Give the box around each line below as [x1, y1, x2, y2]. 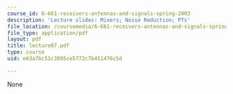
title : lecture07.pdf [7, 42, 70, 49]
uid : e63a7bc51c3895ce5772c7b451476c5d [7, 55, 123, 62]
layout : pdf [7, 36, 42, 43]
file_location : [7, 23, 51, 30]
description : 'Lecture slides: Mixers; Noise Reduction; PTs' [7, 17, 191, 23]
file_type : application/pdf [7, 29, 89, 37]
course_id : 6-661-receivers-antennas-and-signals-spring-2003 [7, 10, 191, 17]
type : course [7, 49, 45, 56]
